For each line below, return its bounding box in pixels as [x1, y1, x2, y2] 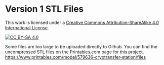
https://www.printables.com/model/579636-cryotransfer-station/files [5, 54, 146, 60]
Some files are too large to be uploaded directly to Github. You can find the [5, 43, 158, 49]
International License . [5, 24, 49, 30]
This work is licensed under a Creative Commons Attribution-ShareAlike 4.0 [5, 20, 159, 25]
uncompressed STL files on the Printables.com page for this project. [5, 49, 144, 55]
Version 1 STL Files [5, 3, 84, 15]
